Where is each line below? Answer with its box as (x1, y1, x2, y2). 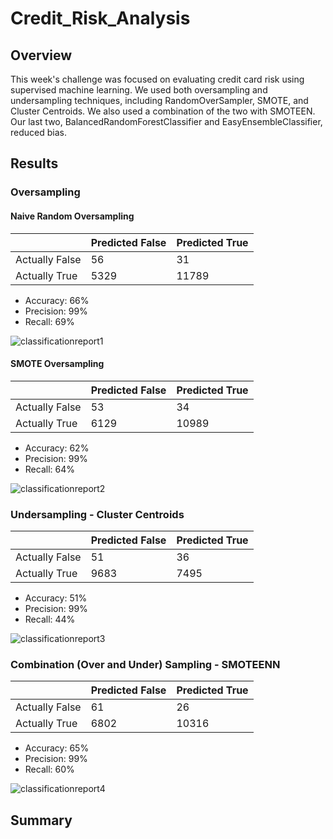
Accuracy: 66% (24, 294, 90, 306)
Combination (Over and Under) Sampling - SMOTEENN (10, 657, 281, 671)
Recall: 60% (24, 763, 75, 776)
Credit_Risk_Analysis (10, 7, 191, 30)
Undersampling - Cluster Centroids (10, 507, 185, 521)
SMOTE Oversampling (10, 358, 105, 370)
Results (10, 155, 59, 172)
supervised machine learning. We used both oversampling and (10, 84, 268, 96)
